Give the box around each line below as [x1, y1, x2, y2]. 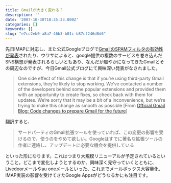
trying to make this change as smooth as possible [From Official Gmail [17, 103, 165, 108]
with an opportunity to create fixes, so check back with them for [17, 91, 153, 98]
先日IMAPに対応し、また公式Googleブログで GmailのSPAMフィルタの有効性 [5, 46, 163, 52]
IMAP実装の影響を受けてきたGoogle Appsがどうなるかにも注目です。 [5, 172, 151, 178]
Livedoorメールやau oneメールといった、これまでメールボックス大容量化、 [5, 166, 163, 172]
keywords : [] [5, 27, 33, 32]
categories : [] [5, 21, 38, 27]
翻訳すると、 [5, 119, 32, 124]
